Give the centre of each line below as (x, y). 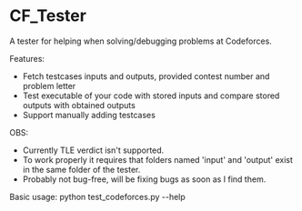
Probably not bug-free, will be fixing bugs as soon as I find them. (144, 179)
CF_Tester (48, 16)
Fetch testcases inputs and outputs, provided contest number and (146, 76)
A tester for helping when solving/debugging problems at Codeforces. (141, 41)
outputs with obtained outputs (79, 105)
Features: (27, 58)
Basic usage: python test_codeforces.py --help (98, 196)
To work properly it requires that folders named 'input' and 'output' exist (158, 159)
